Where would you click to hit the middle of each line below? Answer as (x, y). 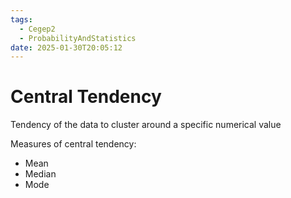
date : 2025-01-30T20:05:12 (66, 47)
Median (40, 174)
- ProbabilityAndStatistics (78, 38)
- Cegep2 (37, 29)
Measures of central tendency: (73, 144)
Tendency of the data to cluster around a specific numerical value (146, 125)
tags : (21, 19)
